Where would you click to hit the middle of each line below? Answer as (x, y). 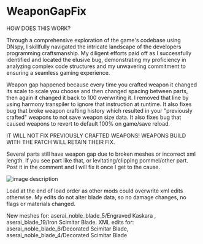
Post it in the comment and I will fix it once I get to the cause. (83, 167)
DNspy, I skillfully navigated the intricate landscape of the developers (94, 47)
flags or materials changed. (41, 204)
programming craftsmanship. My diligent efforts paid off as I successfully (99, 53)
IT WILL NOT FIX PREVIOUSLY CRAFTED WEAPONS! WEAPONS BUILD (96, 135)
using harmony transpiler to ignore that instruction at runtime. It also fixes (99, 104)
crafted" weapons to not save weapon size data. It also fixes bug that (94, 117)
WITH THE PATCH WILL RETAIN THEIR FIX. (61, 142)
